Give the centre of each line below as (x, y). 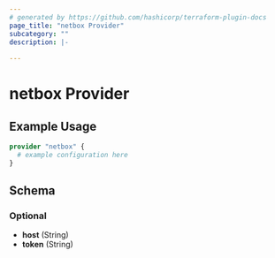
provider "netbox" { (47, 147)
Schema (32, 191)
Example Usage (53, 126)
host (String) (45, 235)
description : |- (39, 42)
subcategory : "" (39, 34)
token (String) (47, 245)
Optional (28, 216)
